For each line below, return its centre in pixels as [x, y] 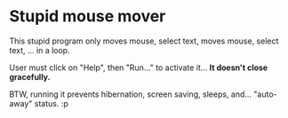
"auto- [265, 94]
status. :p [52, 103]
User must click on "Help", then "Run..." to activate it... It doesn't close [139, 67]
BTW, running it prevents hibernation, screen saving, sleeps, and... [130, 94]
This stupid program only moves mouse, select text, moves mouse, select [144, 41]
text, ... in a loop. [40, 50]
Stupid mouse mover [88, 16]
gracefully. [30, 76]
